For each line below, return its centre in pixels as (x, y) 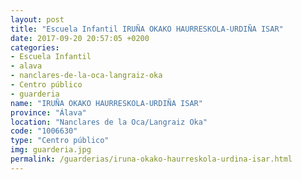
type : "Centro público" (60, 141)
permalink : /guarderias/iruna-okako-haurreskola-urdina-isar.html (151, 159)
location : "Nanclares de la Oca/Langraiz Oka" (109, 122)
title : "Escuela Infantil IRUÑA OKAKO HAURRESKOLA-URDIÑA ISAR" (147, 29)
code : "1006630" (44, 131)
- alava (26, 66)
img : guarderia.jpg (51, 150)
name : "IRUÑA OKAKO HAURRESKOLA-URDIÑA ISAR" (106, 103)
